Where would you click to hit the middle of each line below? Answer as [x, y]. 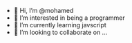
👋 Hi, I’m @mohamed [44, 11]
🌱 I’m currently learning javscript [60, 25]
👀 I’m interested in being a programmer [69, 18]
